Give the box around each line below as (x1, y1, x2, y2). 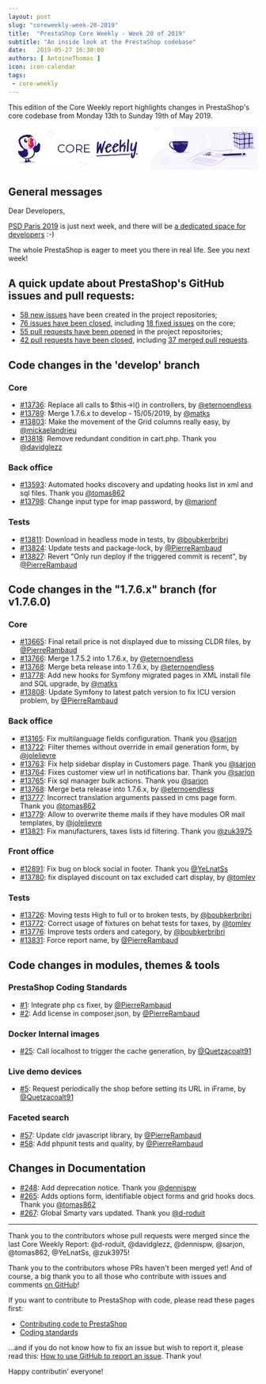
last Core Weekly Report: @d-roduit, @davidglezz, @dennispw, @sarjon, (8, 1239, 245, 1249)
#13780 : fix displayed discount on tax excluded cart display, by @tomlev (19, 872, 256, 882)
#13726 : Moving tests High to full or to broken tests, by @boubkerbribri (19, 910, 252, 920)
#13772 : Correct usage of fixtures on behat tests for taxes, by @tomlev (19, 919, 252, 928)
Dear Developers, (8, 206, 66, 215)
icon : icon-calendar (8, 63, 77, 71)
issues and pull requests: (8, 289, 135, 303)
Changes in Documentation (8, 1161, 146, 1176)
